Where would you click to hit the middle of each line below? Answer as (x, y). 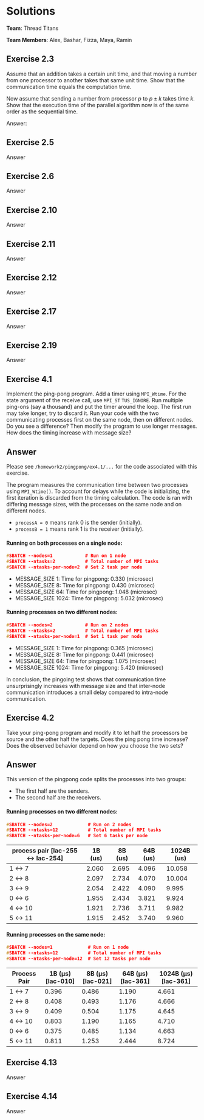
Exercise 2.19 (32, 346)
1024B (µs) (176, 973)
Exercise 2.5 (30, 142)
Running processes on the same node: (56, 934)
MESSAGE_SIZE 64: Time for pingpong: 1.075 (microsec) (86, 661)
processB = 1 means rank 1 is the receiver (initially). (79, 529)
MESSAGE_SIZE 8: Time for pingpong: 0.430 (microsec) (85, 585)
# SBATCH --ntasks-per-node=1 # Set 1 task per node (74, 636)
